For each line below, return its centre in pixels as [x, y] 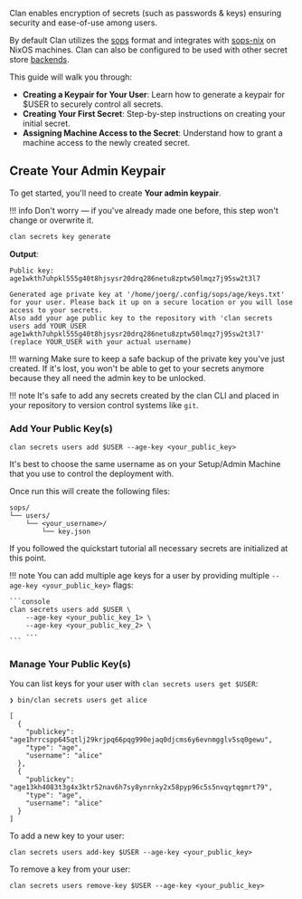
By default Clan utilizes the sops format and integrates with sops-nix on [142, 40]
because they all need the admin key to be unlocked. [108, 378]
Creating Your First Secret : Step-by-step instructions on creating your [154, 114]
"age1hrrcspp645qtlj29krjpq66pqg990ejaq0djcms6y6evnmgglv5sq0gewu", [141, 740]
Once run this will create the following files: [90, 491]
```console [30, 601]
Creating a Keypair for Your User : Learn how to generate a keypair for [154, 95]
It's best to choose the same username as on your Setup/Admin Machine [145, 464]
